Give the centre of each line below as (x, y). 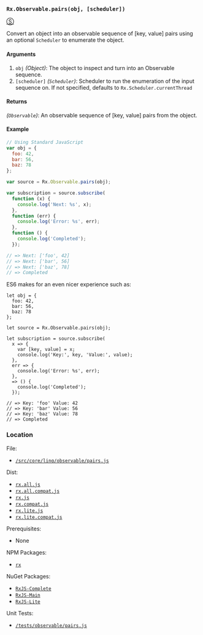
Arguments (21, 54)
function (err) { (34, 216)
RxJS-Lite (28, 602)
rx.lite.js (29, 511)
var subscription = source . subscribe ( (56, 193)
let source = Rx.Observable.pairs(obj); (59, 328)
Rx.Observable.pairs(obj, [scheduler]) (66, 9)
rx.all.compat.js (37, 491)
